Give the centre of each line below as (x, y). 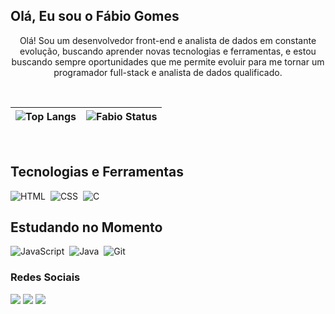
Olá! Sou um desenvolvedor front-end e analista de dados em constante (168, 40)
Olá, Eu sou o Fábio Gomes (95, 16)
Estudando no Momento (86, 227)
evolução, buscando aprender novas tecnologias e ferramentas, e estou (168, 51)
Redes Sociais (45, 277)
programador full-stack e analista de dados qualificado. (168, 72)
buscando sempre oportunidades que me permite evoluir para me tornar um (168, 61)
